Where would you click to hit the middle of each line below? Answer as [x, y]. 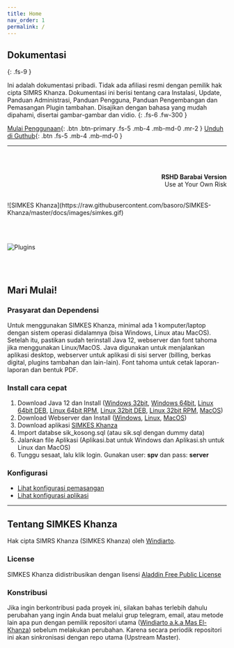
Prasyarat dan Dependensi [53, 310]
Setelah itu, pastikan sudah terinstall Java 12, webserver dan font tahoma [112, 340]
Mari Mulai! [32, 290]
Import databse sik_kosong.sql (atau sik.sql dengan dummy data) [111, 433]
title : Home [24, 14]
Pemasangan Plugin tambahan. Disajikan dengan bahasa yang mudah [107, 108]
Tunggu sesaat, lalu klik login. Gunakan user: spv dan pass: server [113, 455]
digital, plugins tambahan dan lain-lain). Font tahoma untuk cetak [100, 362]
